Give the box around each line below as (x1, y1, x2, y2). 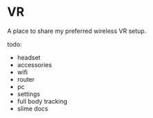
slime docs (17, 104, 48, 113)
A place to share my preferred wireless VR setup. (7, 27, 147, 35)
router (17, 75, 35, 83)
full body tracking (17, 97, 68, 105)
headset (17, 53, 41, 62)
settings (17, 90, 41, 98)
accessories (17, 60, 52, 69)
